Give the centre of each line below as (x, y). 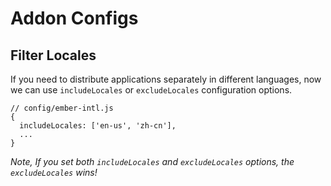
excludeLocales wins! (54, 172)
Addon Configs (74, 18)
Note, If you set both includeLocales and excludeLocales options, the (152, 161)
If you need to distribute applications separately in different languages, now (166, 79)
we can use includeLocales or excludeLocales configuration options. (151, 90)
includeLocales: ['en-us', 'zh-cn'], (98, 126)
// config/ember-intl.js (62, 108)
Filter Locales (53, 55)
